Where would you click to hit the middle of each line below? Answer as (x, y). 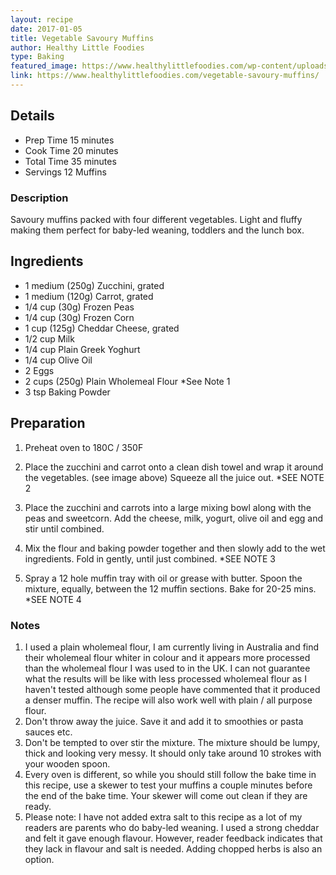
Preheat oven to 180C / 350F (84, 447)
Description (39, 198)
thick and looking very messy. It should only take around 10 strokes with (173, 753)
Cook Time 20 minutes (71, 150)
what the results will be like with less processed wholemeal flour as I (165, 678)
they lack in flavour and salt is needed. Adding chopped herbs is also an (173, 848)
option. (39, 859)
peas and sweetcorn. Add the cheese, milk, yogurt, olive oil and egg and (174, 518)
